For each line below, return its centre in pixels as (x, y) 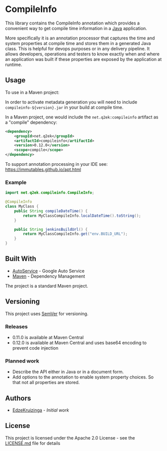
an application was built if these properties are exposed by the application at (83, 59)
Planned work (22, 361)
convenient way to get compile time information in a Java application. (76, 28)
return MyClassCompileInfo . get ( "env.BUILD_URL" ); (75, 234)
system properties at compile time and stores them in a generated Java (78, 43)
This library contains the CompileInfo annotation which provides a (73, 23)
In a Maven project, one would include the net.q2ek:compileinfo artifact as (82, 117)
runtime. (14, 64)
